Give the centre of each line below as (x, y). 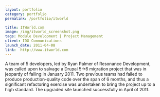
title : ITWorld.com (25, 27)
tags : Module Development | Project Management (54, 36)
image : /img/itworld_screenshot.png (42, 32)
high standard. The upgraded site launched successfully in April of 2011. (77, 89)
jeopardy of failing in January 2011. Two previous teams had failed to (74, 74)
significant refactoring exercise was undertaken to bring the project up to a (80, 84)
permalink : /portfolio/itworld (37, 18)
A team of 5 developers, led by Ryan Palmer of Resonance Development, (78, 64)
